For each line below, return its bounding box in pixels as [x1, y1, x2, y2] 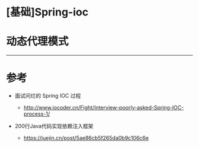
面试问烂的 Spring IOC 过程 [14, 92, 81, 100]
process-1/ [23, 110, 50, 117]
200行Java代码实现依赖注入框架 [14, 123, 94, 130]
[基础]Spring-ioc [6, 5, 89, 19]
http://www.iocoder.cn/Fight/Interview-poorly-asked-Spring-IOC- [23, 104, 184, 111]
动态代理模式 [6, 35, 69, 48]
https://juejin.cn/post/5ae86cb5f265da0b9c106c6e [23, 135, 149, 142]
